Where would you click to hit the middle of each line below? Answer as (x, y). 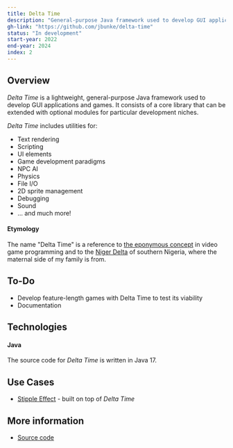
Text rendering (38, 139)
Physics (28, 176)
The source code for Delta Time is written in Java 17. (82, 360)
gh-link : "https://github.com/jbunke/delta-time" (80, 26)
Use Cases (31, 382)
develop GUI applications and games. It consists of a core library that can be (116, 104)
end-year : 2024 (29, 46)
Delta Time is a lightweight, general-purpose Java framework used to (106, 97)
